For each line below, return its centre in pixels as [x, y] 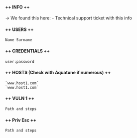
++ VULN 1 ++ [20, 98]
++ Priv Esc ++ [21, 120]
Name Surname [19, 40]
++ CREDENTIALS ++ [27, 51]
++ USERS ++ [19, 29]
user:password [20, 62]
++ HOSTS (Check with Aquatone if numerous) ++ [58, 73]
